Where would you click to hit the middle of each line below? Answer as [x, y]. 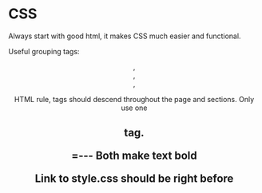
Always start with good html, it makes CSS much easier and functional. [125, 36]
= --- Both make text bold [134, 156]
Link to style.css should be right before [134, 179]
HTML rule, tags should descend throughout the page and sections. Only [134, 99]
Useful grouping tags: [44, 51]
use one [134, 108]
